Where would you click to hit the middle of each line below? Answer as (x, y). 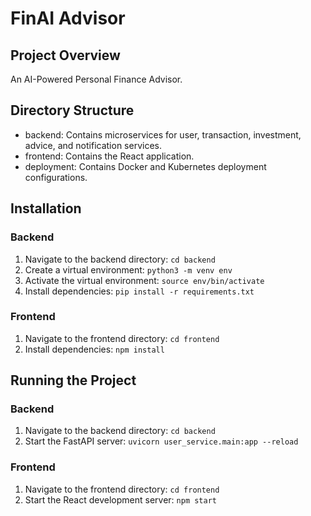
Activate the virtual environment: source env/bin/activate (144, 280)
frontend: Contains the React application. (109, 156)
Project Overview (65, 55)
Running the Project (73, 380)
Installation (46, 208)
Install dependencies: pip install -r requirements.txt (139, 291)
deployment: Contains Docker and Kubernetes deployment (145, 166)
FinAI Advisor (68, 18)
